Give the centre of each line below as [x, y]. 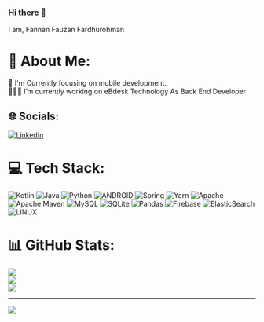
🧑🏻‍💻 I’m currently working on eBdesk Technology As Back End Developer [127, 91]
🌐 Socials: [34, 116]
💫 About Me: [49, 61]
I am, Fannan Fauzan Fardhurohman [66, 30]
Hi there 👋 [27, 13]
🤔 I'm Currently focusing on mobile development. [88, 83]
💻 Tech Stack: [57, 168]
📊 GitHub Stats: [62, 245]
